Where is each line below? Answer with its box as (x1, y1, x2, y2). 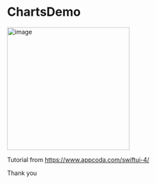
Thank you (7, 169, 38, 177)
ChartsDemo (7, 4, 81, 20)
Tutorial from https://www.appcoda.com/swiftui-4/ (7, 155, 150, 163)
